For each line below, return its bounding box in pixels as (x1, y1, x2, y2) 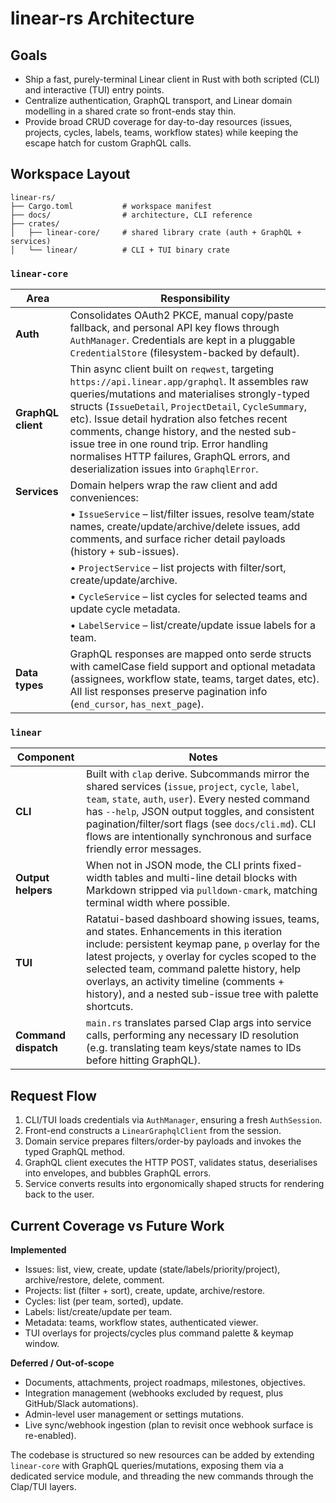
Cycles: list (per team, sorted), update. (24, 1295, 184, 1307)
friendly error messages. (86, 842, 202, 856)
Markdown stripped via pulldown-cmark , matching (86, 883, 318, 897)
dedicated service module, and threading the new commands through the (10, 1470, 314, 1482)
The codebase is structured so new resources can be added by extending (10, 1449, 315, 1461)
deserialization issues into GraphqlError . (69, 462, 259, 476)
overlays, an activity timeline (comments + (86, 975, 285, 989)
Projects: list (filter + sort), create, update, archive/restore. (24, 1285, 266, 1297)
